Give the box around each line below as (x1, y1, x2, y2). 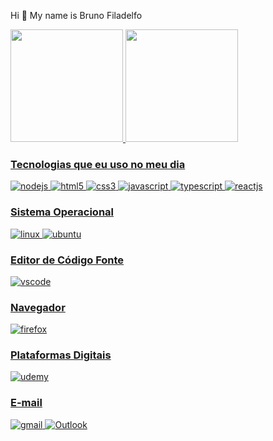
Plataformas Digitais (10, 348, 112, 362)
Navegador (10, 300, 66, 314)
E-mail (10, 396, 43, 410)
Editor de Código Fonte (10, 253, 125, 267)
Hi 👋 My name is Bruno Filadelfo (10, 10, 143, 21)
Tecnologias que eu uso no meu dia (10, 157, 186, 171)
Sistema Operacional (10, 205, 114, 219)
